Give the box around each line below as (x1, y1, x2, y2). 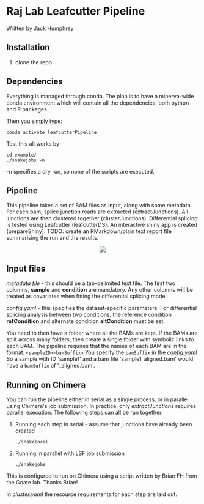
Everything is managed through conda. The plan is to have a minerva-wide (6, 92, 194, 100)
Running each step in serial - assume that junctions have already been (15, 421, 192, 428)
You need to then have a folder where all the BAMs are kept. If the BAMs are (6, 329, 198, 337)
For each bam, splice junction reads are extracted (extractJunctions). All (6, 208, 188, 215)
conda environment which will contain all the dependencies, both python (6, 99, 189, 106)
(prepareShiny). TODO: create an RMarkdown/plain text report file (6, 228, 172, 235)
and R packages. (6, 105, 49, 113)
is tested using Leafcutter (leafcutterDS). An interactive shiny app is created (6, 221, 197, 229)
